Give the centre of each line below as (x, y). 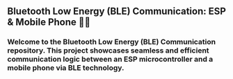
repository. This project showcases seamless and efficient (109, 51)
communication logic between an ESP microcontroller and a (110, 60)
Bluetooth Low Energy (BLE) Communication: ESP (116, 11)
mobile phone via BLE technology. (66, 68)
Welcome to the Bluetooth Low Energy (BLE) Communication (112, 42)
